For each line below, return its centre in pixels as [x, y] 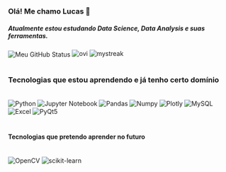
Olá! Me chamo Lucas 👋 [49, 11]
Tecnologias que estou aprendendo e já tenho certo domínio [114, 79]
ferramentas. [28, 35]
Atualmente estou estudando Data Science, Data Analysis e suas [107, 28]
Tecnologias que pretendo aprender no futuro [77, 137]
